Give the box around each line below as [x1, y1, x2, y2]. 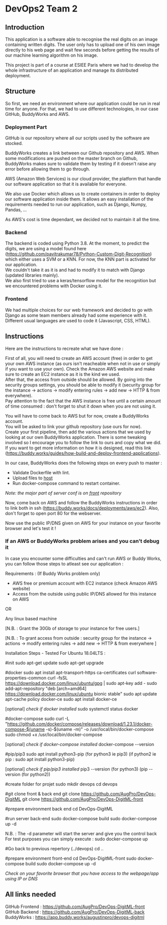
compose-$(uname [5, 726, 45, 732]
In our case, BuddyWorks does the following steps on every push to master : [5, 460, 163, 466]
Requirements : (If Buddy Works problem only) [5, 570, 101, 577]
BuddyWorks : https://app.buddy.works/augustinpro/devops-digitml [5, 914, 145, 920]
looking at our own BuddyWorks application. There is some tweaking [5, 434, 147, 440]
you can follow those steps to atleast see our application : [5, 561, 124, 567]
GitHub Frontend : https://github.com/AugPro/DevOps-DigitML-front [5, 903, 145, 909]
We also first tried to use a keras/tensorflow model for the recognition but [5, 278, 156, 284]
